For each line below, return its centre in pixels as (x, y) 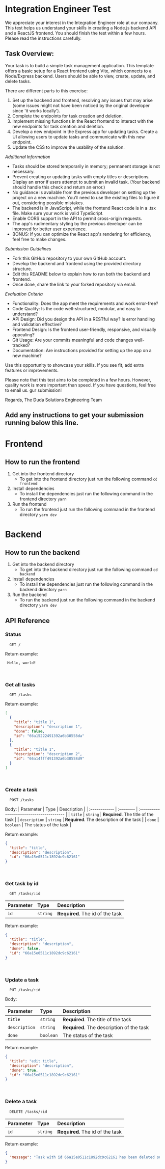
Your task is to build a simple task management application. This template (79, 65)
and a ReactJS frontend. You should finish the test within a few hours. (76, 33)
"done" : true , (24, 1070)
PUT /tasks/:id (25, 990)
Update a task (22, 979)
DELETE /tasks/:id (28, 1112)
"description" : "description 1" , (48, 727)
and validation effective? (37, 324)
